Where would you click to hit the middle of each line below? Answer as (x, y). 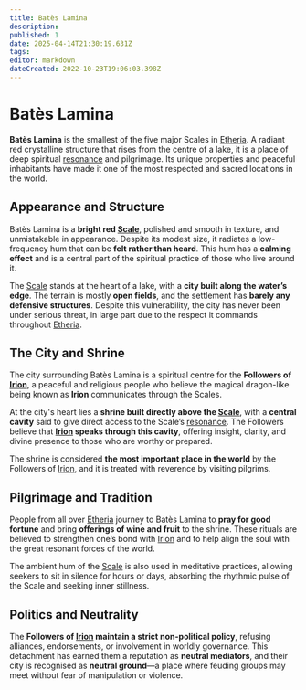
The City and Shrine (67, 353)
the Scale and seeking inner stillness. (79, 586)
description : (34, 27)
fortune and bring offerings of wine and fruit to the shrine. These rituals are (153, 529)
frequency (29, 249)
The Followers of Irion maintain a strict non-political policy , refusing (140, 637)
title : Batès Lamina (49, 18)
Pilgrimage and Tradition (81, 498)
